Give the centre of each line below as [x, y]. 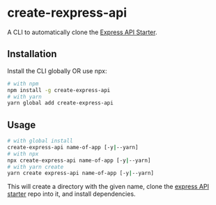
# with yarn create [36, 167]
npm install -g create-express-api [59, 90]
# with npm [23, 84]
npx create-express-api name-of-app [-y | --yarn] [79, 160]
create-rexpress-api [67, 13]
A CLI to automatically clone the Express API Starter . [82, 32]
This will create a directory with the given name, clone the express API [108, 187]
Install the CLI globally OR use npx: [57, 70]
